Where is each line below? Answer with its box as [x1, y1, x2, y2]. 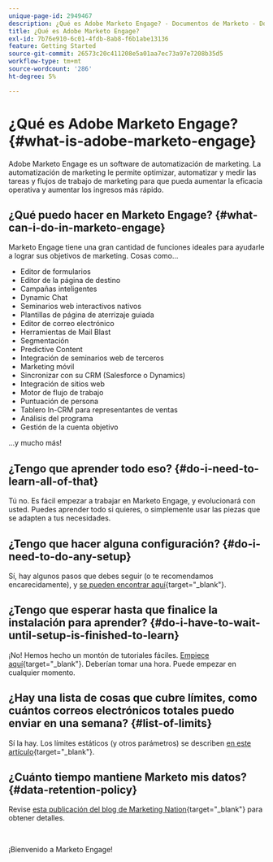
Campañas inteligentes [19, 284, 97, 294]
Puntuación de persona [19, 396, 99, 407]
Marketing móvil [19, 362, 75, 372]
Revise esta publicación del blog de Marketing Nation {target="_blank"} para [8, 804, 263, 814]
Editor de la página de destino [19, 276, 121, 285]
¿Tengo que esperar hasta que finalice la [8, 603, 218, 617]
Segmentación [19, 336, 69, 346]
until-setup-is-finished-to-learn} [8, 629, 180, 642]
